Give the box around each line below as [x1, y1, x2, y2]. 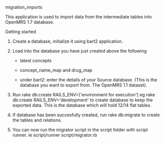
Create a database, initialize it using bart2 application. [12, 38, 123, 44]
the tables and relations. [12, 117, 62, 123]
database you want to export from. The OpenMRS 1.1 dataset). [19, 82, 148, 88]
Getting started [5, 29, 36, 34]
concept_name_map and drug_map [19, 67, 93, 73]
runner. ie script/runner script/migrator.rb [12, 132, 97, 138]
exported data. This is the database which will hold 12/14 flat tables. [12, 102, 152, 108]
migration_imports [5, 4, 42, 10]
